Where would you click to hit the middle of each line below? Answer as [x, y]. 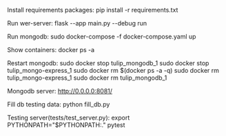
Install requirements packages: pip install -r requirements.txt [93, 10]
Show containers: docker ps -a [51, 50]
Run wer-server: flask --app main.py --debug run [77, 23]
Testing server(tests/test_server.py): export [69, 117]
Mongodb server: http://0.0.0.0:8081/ [60, 91]
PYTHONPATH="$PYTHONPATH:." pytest [66, 125]
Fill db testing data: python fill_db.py [59, 104]
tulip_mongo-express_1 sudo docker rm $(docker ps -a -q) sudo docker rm [113, 70]
